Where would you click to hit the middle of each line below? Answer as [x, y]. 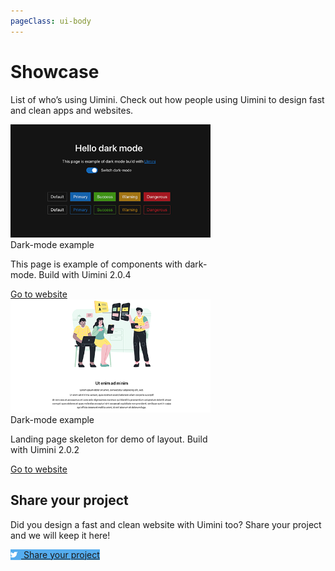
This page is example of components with [96, 264]
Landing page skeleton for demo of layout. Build [109, 439]
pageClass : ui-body [51, 21]
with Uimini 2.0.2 [45, 449]
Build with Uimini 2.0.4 [85, 274]
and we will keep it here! [60, 535]
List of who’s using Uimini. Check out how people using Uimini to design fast [167, 99]
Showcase [55, 71]
